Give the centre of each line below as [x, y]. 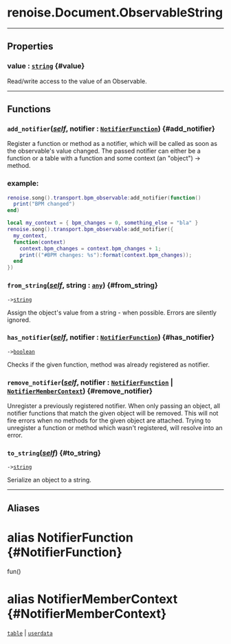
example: [23, 184]
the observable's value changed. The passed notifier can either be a [104, 151]
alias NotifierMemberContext [92, 599]
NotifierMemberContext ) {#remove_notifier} [80, 391]
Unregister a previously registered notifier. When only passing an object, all [114, 406]
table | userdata [30, 633]
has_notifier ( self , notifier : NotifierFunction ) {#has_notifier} [111, 337]
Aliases [23, 508]
